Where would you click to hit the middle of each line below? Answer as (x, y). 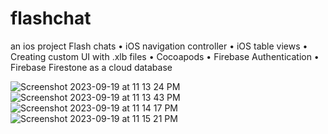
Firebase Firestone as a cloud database (91, 67)
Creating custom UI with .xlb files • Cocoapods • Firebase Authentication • (165, 56)
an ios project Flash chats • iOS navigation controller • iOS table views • (159, 46)
